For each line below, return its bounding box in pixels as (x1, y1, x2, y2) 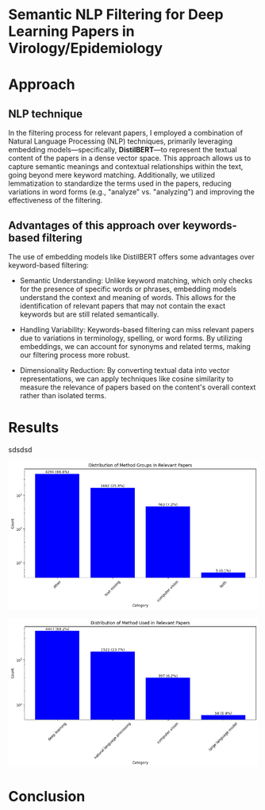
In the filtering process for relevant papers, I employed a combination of (8, 129, 244, 138)
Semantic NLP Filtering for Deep (8, 6, 224, 24)
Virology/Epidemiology (8, 40, 163, 57)
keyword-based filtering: (8, 260, 89, 270)
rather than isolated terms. (19, 391, 107, 400)
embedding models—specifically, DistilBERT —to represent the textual (8, 145, 237, 155)
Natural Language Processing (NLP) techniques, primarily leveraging (8, 136, 232, 146)
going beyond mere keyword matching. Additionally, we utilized (8, 171, 216, 180)
